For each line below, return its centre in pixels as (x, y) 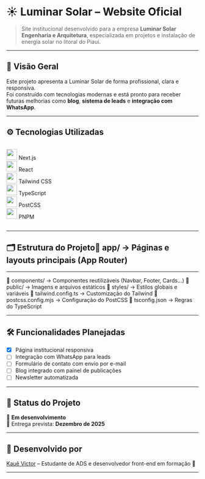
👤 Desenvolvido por (44, 449)
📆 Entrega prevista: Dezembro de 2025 (56, 424)
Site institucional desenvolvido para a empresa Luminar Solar (99, 29)
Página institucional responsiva (54, 350)
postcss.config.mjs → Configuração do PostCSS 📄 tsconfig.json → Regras (99, 300)
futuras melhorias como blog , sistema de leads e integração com (89, 101)
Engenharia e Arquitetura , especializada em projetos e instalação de (108, 35)
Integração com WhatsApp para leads (63, 357)
